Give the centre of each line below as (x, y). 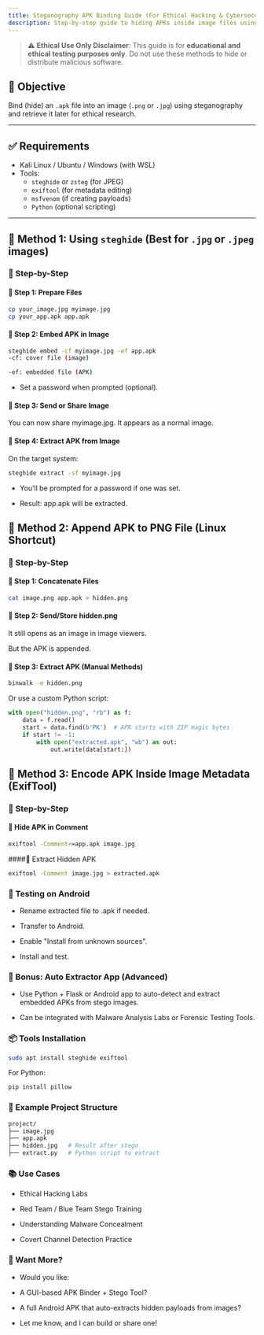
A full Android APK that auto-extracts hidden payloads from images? (130, 1307)
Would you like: (44, 1277)
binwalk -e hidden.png (45, 683)
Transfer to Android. (52, 926)
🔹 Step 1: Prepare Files (45, 293)
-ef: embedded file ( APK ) (50, 372)
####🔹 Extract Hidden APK (52, 859)
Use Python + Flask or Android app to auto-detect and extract (120, 994)
